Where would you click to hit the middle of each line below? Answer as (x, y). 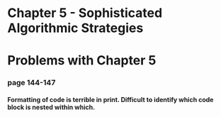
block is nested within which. (51, 107)
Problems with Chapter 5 (82, 61)
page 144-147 (32, 83)
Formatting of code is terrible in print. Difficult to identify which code (110, 99)
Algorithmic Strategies (75, 28)
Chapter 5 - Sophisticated (85, 13)
